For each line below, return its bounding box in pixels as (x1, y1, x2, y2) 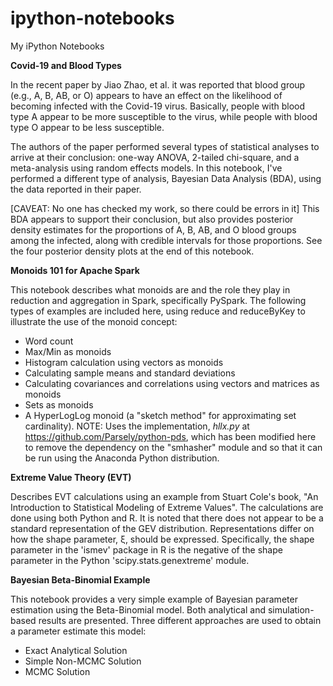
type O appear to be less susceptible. (10, 121, 165, 133)
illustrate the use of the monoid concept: (10, 315, 178, 327)
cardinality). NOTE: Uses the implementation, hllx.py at (24, 420, 250, 432)
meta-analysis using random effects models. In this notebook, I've (10, 162, 283, 174)
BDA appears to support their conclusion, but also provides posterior (10, 213, 294, 225)
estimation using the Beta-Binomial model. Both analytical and (10, 603, 266, 616)
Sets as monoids (24, 398, 94, 411)
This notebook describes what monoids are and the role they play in (10, 283, 291, 296)
